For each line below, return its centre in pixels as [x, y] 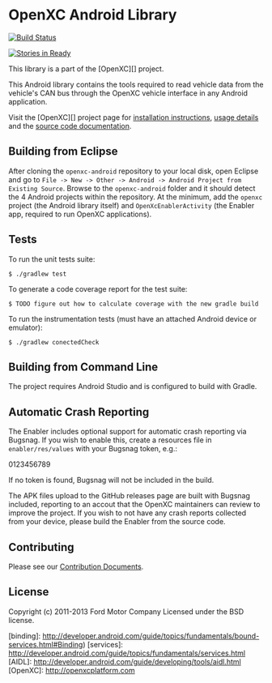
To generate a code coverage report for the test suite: [98, 288]
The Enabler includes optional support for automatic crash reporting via [127, 432]
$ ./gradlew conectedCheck [54, 342]
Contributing [41, 547]
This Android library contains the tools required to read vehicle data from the [136, 84]
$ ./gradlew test [38, 274]
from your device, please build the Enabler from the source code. [117, 522]
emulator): [25, 327]
